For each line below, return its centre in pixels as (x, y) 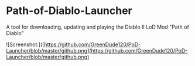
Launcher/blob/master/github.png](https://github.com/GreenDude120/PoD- (97, 50)
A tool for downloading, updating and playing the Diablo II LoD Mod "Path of (97, 27)
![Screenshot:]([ (25, 44)
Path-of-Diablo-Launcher (69, 11)
